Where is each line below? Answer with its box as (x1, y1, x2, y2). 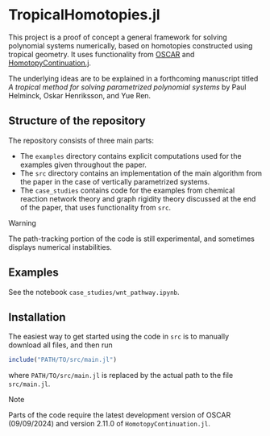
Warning (8, 218, 36, 227)
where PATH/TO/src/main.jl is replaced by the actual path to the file (8, 371, 234, 380)
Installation (8, 310, 66, 324)
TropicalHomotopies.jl (8, 6, 160, 24)
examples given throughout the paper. (19, 160, 147, 169)
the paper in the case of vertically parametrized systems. (19, 176, 210, 186)
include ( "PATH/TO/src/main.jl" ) (8, 356, 117, 364)
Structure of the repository (8, 114, 147, 128)
